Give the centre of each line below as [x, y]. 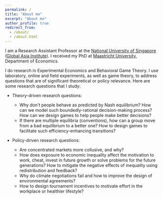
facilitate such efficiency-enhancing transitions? [67, 131]
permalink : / [18, 10]
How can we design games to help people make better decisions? [85, 115]
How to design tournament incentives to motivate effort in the [81, 186]
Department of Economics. [32, 61]
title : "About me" [24, 14]
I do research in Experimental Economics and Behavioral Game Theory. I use [82, 70]
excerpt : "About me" [26, 19]
